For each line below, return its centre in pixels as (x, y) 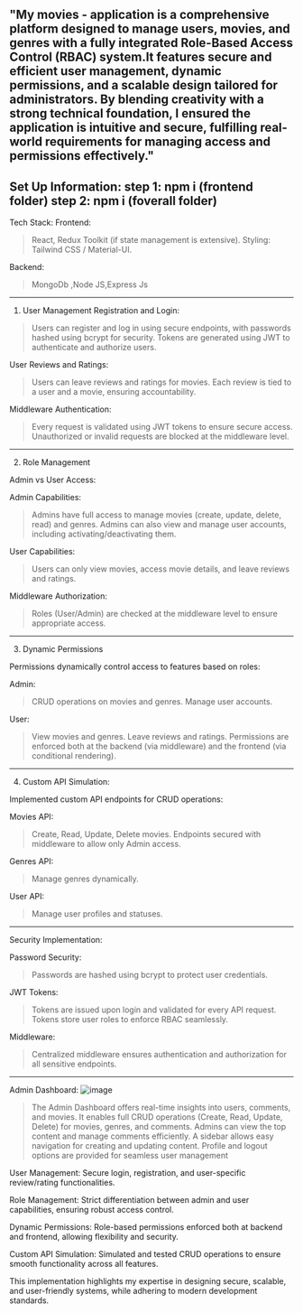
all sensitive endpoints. (74, 1064)
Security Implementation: (56, 940)
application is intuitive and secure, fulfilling (133, 128)
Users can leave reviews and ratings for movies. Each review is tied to (161, 382)
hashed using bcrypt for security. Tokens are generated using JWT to (161, 338)
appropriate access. (69, 623)
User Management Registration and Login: (101, 311)
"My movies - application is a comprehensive (139, 15)
